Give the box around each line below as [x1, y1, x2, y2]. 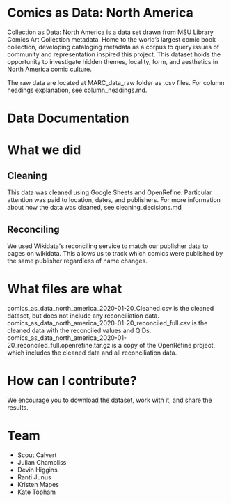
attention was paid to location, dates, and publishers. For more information [7, 196, 221, 204]
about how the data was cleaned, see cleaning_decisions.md [7, 203, 182, 212]
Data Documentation [7, 110, 129, 126]
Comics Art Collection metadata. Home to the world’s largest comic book [7, 35, 216, 43]
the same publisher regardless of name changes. [7, 256, 148, 265]
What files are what [7, 281, 122, 297]
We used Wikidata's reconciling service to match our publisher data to [7, 242, 209, 250]
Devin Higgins [17, 465, 58, 474]
